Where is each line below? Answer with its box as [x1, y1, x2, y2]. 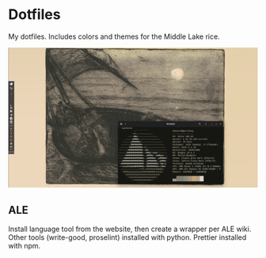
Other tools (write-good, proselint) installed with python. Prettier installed [8, 233, 247, 242]
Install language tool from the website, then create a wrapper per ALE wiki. [8, 224, 252, 234]
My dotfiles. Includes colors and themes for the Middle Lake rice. [8, 32, 220, 41]
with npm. [8, 241, 41, 251]
